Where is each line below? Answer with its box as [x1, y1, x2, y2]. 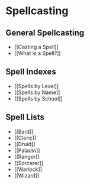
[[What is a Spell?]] [14, 50, 61, 57]
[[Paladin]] [14, 147, 40, 154]
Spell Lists [5, 112, 45, 122]
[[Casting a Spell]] [14, 43, 59, 50]
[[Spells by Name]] [14, 89, 60, 96]
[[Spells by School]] [14, 95, 63, 102]
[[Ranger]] [14, 153, 40, 160]
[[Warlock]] [14, 166, 43, 173]
